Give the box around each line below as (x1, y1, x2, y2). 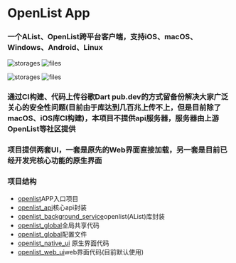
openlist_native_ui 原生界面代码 (17, 239, 109, 247)
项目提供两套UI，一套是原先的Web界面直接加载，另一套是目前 (7, 145, 220, 155)
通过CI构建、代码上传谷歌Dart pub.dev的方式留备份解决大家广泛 (7, 92, 229, 102)
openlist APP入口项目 (17, 194, 79, 202)
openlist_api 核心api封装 (17, 203, 87, 212)
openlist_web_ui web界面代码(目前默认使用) (17, 247, 144, 256)
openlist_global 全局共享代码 (17, 221, 100, 230)
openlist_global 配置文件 (17, 230, 87, 238)
